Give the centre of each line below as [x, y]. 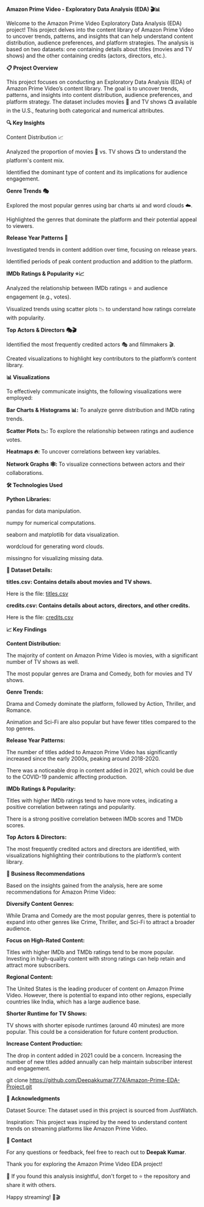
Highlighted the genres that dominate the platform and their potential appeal [102, 219]
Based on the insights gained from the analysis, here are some [85, 885]
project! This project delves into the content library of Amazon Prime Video [100, 30]
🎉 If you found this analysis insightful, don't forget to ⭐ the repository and [98, 1176]
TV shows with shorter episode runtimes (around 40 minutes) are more [95, 1025]
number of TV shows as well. [43, 662]
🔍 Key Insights [26, 123]
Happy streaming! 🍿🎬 [33, 1197]
